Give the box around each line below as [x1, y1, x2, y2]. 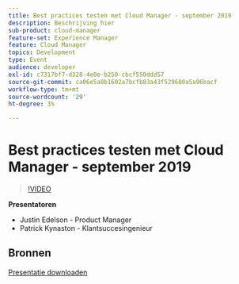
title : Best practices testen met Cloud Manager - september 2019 [8, 11, 232, 20]
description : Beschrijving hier [8, 19, 115, 27]
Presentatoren [8, 200, 57, 209]
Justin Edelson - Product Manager [19, 215, 132, 225]
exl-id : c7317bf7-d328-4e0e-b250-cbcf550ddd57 [8, 71, 165, 79]
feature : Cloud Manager [8, 41, 87, 49]
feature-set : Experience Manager [8, 33, 119, 42]
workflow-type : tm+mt [8, 85, 80, 94]
